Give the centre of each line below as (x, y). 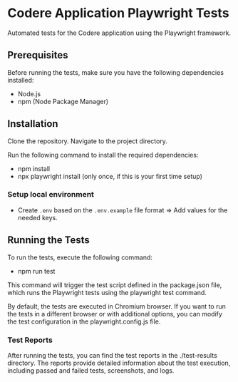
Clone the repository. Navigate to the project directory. (87, 141)
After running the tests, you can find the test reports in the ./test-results (112, 355)
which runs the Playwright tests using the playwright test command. (107, 292)
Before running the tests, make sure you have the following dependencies (116, 72)
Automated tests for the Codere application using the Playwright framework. (119, 33)
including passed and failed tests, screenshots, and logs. (91, 370)
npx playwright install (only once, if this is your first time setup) (110, 176)
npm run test (36, 271)
